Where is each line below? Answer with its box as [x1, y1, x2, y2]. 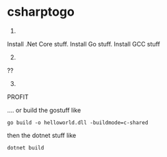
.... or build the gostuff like [7, 106, 81, 114]
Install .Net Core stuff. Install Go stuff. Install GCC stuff [7, 40, 161, 48]
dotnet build [7, 144, 44, 151]
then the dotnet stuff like [7, 131, 77, 139]
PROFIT [7, 93, 29, 101]
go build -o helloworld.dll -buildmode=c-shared [7, 119, 149, 126]
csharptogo [7, 4, 75, 20]
